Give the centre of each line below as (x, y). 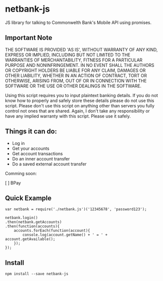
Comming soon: (21, 173)
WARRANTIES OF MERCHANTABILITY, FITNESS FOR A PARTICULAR (74, 60)
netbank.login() (21, 218)
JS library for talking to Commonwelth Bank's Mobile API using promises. (78, 22)
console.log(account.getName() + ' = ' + (65, 235)
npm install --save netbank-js (37, 274)
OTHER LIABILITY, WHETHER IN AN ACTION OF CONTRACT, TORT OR (76, 75)
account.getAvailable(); (30, 239)
